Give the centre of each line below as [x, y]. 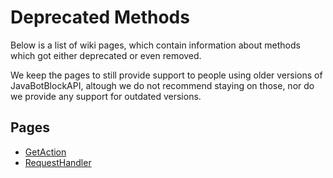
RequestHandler [58, 162]
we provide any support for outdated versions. [106, 96]
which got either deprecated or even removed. [106, 55]
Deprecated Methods [100, 17]
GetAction [45, 152]
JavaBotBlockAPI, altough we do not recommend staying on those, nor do [162, 85]
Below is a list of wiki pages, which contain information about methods [155, 45]
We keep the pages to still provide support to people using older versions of [166, 75]
